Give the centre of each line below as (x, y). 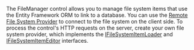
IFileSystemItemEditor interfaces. (47, 41)
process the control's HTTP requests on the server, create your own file (95, 28)
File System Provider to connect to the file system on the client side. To (95, 21)
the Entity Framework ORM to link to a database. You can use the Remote (97, 15)
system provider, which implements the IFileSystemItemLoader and (89, 34)
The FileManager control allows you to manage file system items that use (97, 9)
